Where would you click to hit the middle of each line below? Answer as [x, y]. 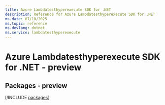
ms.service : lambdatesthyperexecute [43, 33]
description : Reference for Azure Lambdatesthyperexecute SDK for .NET [80, 14]
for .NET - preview [43, 68]
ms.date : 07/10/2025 [26, 19]
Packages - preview [36, 86]
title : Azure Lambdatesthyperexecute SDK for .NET [58, 10]
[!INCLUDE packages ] [27, 97]
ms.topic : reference [26, 23]
